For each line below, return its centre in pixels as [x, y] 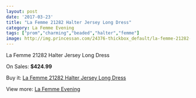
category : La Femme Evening [40, 28]
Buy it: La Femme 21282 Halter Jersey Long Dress [66, 78]
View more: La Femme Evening [43, 89]
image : [14, 38]
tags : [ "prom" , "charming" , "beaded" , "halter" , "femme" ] [73, 33]
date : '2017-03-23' [30, 17]
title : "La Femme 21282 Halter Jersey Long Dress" [69, 22]
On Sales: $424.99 [29, 66]
